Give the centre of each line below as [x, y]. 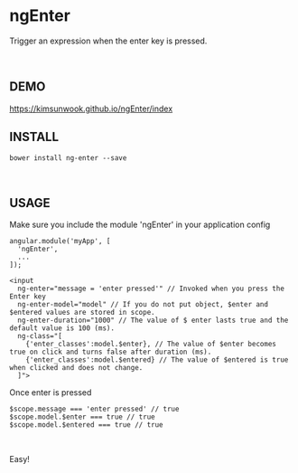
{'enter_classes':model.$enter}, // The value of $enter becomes [151, 345]
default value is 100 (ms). [62, 328]
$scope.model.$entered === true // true [87, 425]
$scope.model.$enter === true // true [82, 417]
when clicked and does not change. [76, 368]
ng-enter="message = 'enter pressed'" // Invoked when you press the [151, 289]
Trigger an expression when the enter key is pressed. [108, 41]
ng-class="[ [40, 336]
